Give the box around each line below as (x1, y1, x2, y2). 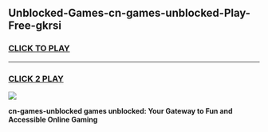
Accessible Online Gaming (8, 114, 98, 124)
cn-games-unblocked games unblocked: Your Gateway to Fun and (8, 106, 233, 115)
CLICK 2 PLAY (8, 73, 64, 84)
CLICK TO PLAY (8, 43, 70, 54)
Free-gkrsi (8, 19, 62, 33)
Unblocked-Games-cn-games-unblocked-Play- (8, 6, 251, 20)
